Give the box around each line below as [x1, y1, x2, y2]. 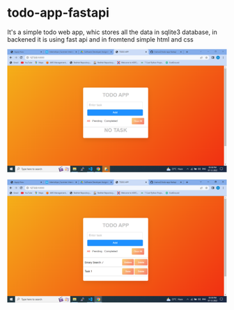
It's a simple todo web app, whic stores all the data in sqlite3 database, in [7, 28, 218, 36]
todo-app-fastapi [7, 5, 110, 21]
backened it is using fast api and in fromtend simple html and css [7, 35, 194, 43]
